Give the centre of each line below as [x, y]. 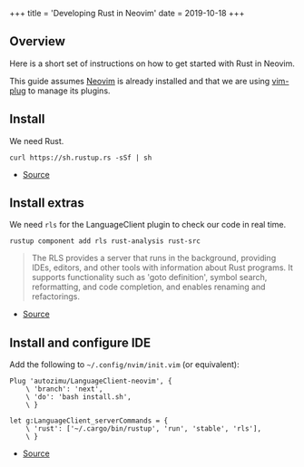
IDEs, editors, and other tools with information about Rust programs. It [162, 268]
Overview [38, 41]
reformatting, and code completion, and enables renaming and [148, 287]
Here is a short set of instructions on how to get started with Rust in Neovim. [152, 63]
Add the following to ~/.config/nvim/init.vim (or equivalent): [124, 365]
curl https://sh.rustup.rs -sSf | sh [81, 158]
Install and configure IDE [80, 342]
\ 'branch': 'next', [64, 389]
